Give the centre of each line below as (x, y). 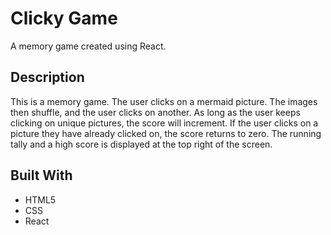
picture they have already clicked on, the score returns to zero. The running (166, 133)
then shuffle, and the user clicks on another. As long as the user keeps (155, 112)
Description (47, 77)
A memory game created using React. (88, 46)
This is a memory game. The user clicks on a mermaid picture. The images (164, 101)
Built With (41, 175)
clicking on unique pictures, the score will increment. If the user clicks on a (164, 123)
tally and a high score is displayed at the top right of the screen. (141, 144)
